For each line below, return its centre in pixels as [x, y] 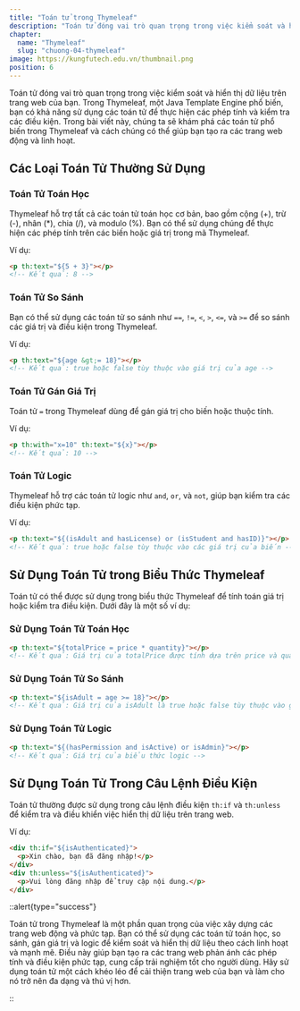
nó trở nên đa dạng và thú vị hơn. [70, 981]
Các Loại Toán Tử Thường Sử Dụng [107, 169]
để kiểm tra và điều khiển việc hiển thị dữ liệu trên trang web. [122, 814]
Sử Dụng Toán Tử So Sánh [67, 679]
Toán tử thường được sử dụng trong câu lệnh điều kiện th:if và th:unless [145, 805]
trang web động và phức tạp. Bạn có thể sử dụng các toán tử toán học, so [145, 934]
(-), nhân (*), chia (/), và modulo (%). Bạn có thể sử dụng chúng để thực [142, 223]
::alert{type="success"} [53, 907]
